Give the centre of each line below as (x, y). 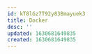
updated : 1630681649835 (42, 33)
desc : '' (20, 27)
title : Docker (28, 20)
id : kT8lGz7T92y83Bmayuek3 (46, 14)
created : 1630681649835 (42, 40)
